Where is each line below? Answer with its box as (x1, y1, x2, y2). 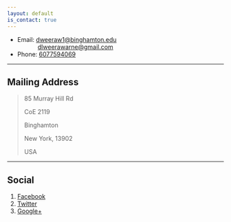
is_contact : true (7, 16, 57, 23)
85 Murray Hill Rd (23, 94, 74, 103)
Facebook (16, 192, 46, 201)
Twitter (16, 200, 38, 208)
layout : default (7, 10, 54, 17)
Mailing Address (7, 76, 79, 88)
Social (7, 174, 34, 186)
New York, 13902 (23, 135, 74, 143)
